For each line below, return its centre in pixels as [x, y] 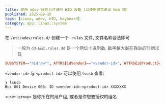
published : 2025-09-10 [28, 14]
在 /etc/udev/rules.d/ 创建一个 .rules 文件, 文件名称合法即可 [68, 38]
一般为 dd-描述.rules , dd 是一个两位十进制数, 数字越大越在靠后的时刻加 [88, 48]
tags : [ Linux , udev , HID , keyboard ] [42, 19]
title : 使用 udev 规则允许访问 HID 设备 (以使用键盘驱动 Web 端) [67, 10]
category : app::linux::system [36, 23]
